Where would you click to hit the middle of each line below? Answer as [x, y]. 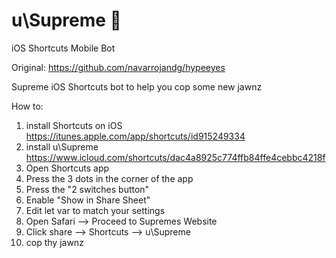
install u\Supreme [62, 146]
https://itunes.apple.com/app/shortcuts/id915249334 [135, 136]
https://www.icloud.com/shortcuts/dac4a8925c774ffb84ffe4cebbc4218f [175, 157]
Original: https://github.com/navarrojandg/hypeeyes [118, 67]
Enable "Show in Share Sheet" [88, 200]
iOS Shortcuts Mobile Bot [63, 48]
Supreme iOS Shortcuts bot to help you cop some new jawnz [137, 86]
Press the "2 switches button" [87, 189]
